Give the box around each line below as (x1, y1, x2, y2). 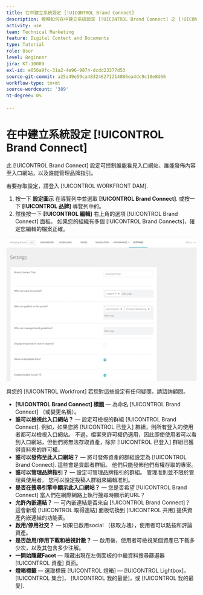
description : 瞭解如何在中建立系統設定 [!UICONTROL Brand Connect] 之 (6, 16, 176, 22)
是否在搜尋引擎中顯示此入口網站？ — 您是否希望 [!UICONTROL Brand (14, 484, 187, 491)
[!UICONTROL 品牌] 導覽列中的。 (22, 203, 105, 210)
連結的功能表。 (31, 514, 68, 521)
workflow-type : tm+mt (6, 80, 61, 86)
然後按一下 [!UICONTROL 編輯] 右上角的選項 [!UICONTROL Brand (14, 210, 178, 217)
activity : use (6, 22, 42, 28)
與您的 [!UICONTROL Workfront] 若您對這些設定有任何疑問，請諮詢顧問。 (6, 388, 189, 395)
